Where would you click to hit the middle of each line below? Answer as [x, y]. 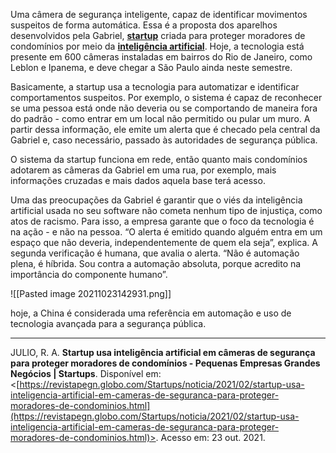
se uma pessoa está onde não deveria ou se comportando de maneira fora [164, 108]
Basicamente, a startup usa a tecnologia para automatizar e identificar [155, 87]
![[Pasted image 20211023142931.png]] [91, 293]
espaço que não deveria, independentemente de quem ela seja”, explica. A [164, 242]
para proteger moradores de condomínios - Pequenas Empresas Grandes [165, 363]
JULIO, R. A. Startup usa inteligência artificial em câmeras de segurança [163, 352]
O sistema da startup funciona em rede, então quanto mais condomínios [159, 159]
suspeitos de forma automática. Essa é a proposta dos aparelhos [144, 25]
